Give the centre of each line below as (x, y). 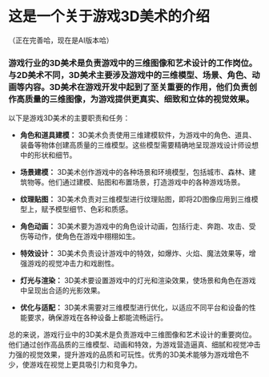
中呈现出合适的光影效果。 (62, 290)
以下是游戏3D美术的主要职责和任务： (69, 118)
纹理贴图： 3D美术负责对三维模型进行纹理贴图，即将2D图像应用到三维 (136, 199)
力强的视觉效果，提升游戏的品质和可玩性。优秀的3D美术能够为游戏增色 (125, 355)
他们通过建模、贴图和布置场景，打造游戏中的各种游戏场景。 (146, 182)
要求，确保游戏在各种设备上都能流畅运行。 (97, 318)
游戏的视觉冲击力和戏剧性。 (72, 263)
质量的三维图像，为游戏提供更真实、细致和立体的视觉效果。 (139, 99)
